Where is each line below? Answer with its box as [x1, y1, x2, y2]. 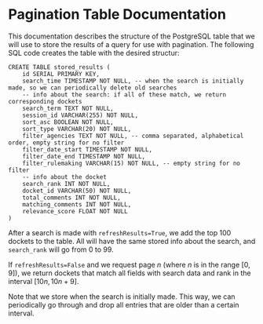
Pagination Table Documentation [8, 5, 226, 24]
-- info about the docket [22, 173, 108, 181]
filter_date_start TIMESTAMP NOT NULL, [22, 145, 153, 154]
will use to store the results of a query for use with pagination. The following [8, 39, 254, 49]
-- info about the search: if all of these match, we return [22, 90, 226, 99]
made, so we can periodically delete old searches [8, 84, 177, 92]
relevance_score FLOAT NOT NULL [22, 207, 128, 215]
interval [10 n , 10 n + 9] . [8, 276, 79, 286]
